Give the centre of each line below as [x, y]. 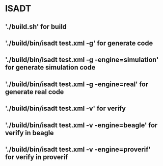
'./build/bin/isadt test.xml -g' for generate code [79, 43]
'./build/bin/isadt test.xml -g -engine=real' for [77, 84]
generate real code [35, 92]
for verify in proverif [37, 157]
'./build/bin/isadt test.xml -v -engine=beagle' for [81, 125]
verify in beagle [29, 133]
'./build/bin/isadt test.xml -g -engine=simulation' [82, 60]
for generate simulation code [50, 67]
